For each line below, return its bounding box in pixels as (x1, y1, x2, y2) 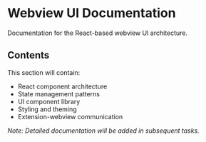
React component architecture (17, 82, 108, 91)
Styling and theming (17, 105, 77, 113)
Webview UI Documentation (7, 5, 176, 21)
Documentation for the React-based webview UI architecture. (7, 29, 187, 37)
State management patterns (17, 89, 100, 98)
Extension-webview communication (17, 112, 123, 121)
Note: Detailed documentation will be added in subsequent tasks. (7, 126, 200, 135)
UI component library (17, 97, 81, 106)
